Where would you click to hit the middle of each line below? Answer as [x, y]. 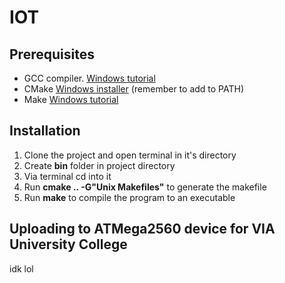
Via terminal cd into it [67, 176]
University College [68, 244]
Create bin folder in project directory [99, 165]
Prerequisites [52, 54]
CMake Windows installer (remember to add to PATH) [134, 89]
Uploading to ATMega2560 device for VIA [142, 229]
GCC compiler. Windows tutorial [89, 78]
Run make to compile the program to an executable [129, 197]
